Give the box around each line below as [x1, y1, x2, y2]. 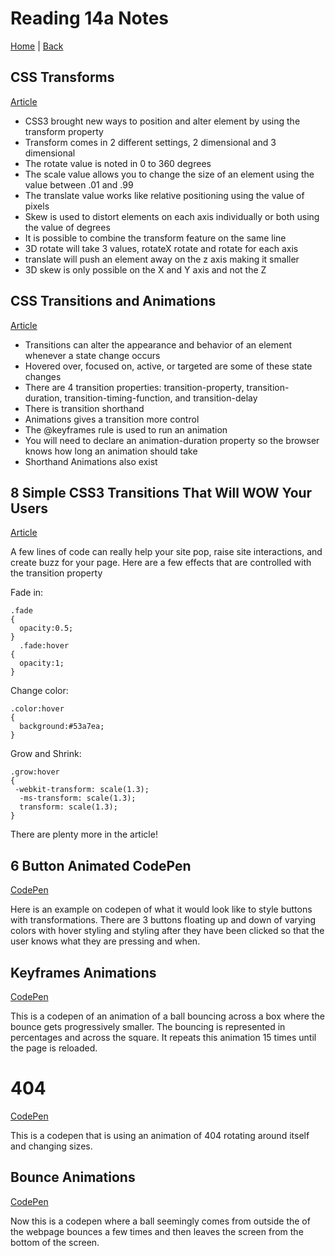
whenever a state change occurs [24, 349, 161, 361]
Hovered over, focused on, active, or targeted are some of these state [24, 360, 313, 372]
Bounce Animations [10, 1169, 136, 1186]
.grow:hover [10, 767, 60, 777]
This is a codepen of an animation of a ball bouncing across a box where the [10, 1010, 325, 1022]
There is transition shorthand [24, 402, 145, 414]
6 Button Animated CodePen [10, 857, 192, 874]
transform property [24, 125, 104, 137]
